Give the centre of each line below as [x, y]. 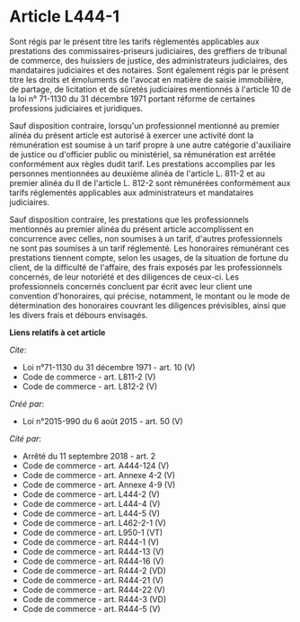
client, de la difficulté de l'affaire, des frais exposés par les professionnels [146, 267]
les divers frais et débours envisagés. [79, 315]
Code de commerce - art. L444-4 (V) [91, 503]
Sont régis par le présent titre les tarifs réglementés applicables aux [135, 41]
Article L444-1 [64, 17]
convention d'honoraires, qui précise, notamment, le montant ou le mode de [150, 296]
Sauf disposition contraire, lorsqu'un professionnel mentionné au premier [145, 125]
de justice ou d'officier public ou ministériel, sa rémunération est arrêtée [143, 154]
